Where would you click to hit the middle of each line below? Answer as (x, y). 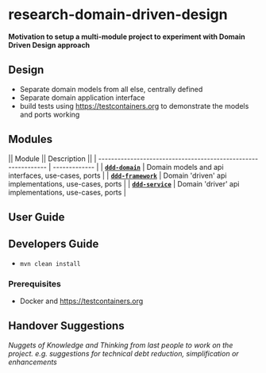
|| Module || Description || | (52, 158)
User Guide (37, 217)
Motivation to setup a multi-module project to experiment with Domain (127, 37)
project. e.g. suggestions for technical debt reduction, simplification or (124, 353)
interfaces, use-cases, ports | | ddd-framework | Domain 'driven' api (118, 175)
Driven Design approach (49, 44)
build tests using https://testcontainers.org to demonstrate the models (134, 106)
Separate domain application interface (82, 98)
